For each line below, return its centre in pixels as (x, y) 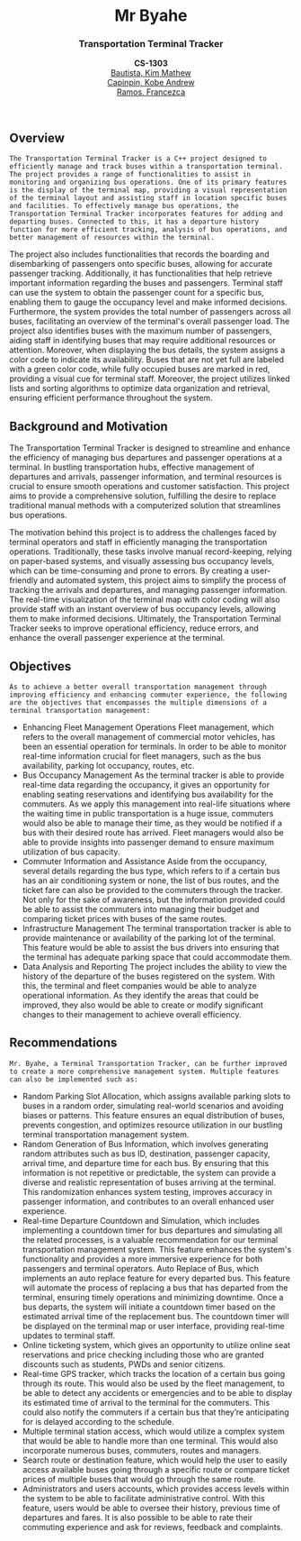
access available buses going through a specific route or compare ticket (156, 1469)
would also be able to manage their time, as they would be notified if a (152, 823)
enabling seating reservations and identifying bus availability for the (148, 794)
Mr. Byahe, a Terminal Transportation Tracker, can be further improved (148, 1063)
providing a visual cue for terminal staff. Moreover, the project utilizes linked (150, 378)
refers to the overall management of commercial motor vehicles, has (149, 736)
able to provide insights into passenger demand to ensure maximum (148, 842)
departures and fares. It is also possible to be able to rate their (137, 1517)
